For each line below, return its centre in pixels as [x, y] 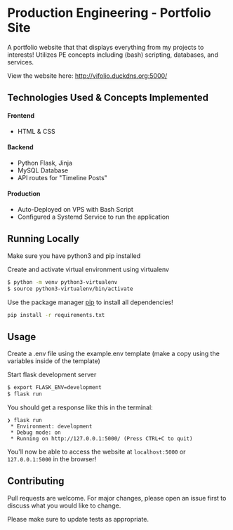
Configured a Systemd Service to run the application [93, 217]
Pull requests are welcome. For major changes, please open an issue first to [117, 498]
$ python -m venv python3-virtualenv [62, 282]
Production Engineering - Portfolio [109, 13]
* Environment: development [51, 426]
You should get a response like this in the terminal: [80, 407]
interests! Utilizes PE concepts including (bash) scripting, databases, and [113, 55]
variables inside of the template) [54, 361]
